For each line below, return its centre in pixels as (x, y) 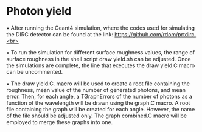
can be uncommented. (34, 71)
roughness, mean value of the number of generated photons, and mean (96, 90)
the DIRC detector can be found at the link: (60, 34)
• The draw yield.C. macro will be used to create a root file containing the (98, 84)
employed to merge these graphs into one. (60, 122)
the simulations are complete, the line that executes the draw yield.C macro (101, 65)
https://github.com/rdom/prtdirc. (155, 34)
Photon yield (39, 11)
